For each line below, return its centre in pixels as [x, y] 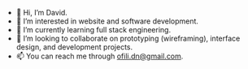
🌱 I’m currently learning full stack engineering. [94, 30]
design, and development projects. [74, 47]
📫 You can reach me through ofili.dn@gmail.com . [100, 56]
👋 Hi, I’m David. [41, 13]
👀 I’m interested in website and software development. [107, 21]
